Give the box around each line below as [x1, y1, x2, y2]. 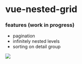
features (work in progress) [5, 22, 75, 29]
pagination [12, 33, 36, 39]
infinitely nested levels [12, 38, 60, 44]
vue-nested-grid [5, 4, 77, 15]
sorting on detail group [12, 44, 61, 50]
